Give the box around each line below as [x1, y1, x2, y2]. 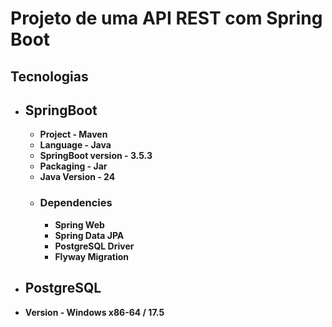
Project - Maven [39, 128, 108, 141]
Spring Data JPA [54, 229, 125, 241]
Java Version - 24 [39, 171, 116, 183]
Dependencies [39, 196, 113, 210]
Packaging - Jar [39, 160, 108, 172]
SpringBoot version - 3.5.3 [39, 150, 153, 162]
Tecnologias [10, 68, 89, 85]
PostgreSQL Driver [54, 240, 135, 252]
